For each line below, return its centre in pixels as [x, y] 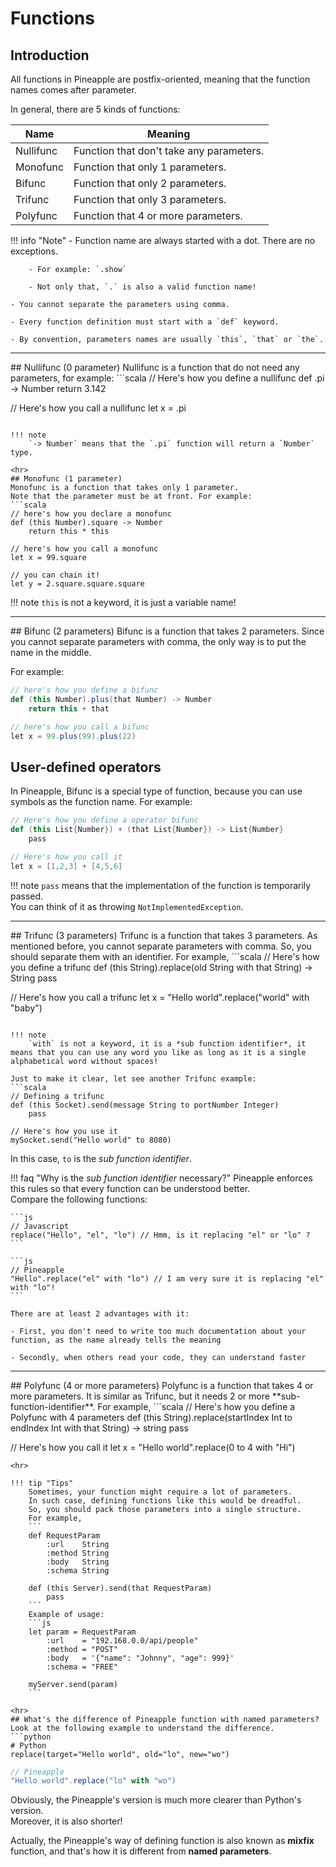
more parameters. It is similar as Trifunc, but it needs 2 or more [140, 1396]
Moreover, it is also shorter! [66, 1821]
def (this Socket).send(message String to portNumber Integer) [145, 1105]
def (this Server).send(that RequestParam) [120, 1588]
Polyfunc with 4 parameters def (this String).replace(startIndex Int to [151, 1417]
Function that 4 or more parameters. [158, 215]
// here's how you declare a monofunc [91, 514]
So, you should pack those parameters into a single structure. [165, 1509]
